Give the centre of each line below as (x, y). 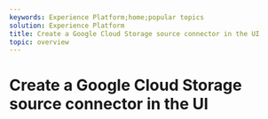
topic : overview (39, 42)
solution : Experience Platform (67, 26)
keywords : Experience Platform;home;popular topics (106, 17)
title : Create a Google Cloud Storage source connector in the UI (134, 33)
